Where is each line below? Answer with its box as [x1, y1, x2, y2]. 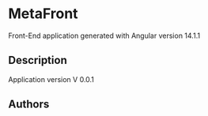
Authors [8, 98, 50, 111]
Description [8, 54, 67, 67]
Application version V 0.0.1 [8, 74, 95, 84]
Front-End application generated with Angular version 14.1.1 [8, 31, 200, 40]
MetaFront [8, 5, 78, 23]
